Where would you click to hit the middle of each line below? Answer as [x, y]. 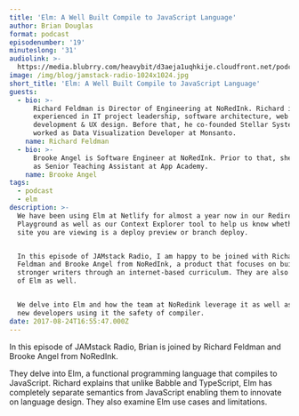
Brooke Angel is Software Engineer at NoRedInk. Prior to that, [154, 158]
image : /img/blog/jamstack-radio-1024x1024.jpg [99, 76]
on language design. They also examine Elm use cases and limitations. [138, 402]
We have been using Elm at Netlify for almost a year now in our [141, 216]
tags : [19, 183]
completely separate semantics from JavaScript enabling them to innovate [145, 392]
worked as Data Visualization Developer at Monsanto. [135, 133]
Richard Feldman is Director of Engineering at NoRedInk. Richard [158, 108]
